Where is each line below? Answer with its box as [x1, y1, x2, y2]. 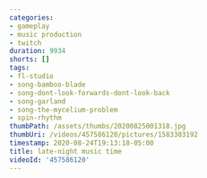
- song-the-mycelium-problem [9, 105, 118, 114]
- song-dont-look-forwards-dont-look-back [9, 88, 170, 97]
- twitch [9, 38, 42, 48]
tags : [9, 64, 30, 73]
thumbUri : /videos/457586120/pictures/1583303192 [9, 130, 199, 139]
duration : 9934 [9, 47, 66, 56]
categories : [9, 13, 54, 22]
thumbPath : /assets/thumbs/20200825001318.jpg [9, 122, 186, 131]
